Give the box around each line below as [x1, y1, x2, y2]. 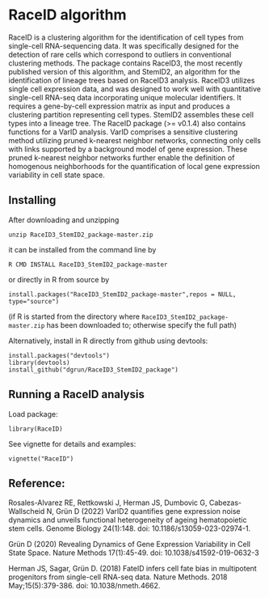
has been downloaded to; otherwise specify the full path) [46, 320, 237, 329]
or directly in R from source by [8, 274, 110, 284]
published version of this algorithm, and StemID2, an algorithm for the [8, 66, 241, 76]
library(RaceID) [8, 425, 63, 433]
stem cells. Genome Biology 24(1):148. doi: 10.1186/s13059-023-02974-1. [8, 524, 251, 533]
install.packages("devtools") [8, 351, 111, 359]
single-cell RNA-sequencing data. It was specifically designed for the [8, 40, 239, 50]
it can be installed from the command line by [8, 244, 157, 254]
